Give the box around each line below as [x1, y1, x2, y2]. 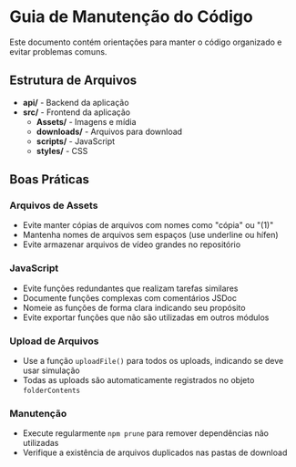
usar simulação [22, 365, 80, 376]
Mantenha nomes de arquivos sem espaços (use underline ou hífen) [22, 230, 280, 241]
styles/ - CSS [36, 145, 88, 156]
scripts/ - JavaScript [36, 135, 116, 147]
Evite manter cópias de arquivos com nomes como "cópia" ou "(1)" [22, 220, 274, 231]
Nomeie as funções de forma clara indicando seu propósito [22, 302, 246, 313]
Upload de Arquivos [9, 335, 99, 348]
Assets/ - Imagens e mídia [36, 116, 137, 127]
